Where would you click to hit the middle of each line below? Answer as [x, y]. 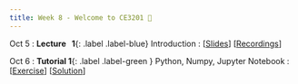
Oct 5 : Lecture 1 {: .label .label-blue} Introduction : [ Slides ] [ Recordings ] [146, 43]
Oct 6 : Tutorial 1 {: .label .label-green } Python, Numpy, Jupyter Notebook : [149, 61]
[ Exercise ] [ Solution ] [48, 70]
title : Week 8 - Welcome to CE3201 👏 [81, 18]
